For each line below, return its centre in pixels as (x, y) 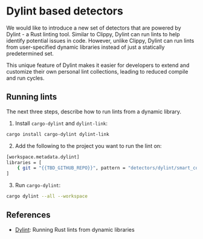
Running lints (32, 97)
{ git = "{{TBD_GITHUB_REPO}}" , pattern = (71, 168)
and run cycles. (25, 78)
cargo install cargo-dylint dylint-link (58, 134)
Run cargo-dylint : (38, 185)
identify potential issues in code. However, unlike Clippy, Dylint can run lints (100, 40)
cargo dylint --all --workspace (47, 196)
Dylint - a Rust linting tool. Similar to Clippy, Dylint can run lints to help (93, 34)
